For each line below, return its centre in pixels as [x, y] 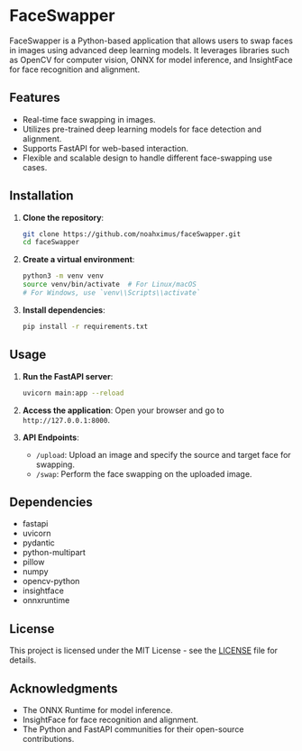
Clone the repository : [63, 217]
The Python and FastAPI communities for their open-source [133, 729]
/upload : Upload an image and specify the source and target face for [163, 454]
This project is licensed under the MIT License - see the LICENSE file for [143, 651]
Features [35, 98]
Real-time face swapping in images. [89, 119]
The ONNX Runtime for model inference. [97, 710]
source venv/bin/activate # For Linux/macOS [109, 285]
